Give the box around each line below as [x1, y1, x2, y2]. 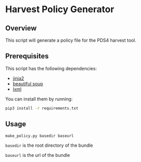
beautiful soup [12, 80, 43, 87]
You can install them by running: [5, 95, 73, 102]
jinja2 [12, 75, 24, 81]
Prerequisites [5, 52, 49, 60]
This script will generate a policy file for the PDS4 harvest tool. [5, 37, 136, 43]
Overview [5, 24, 37, 33]
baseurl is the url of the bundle [5, 152, 70, 158]
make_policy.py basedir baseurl [5, 133, 74, 138]
